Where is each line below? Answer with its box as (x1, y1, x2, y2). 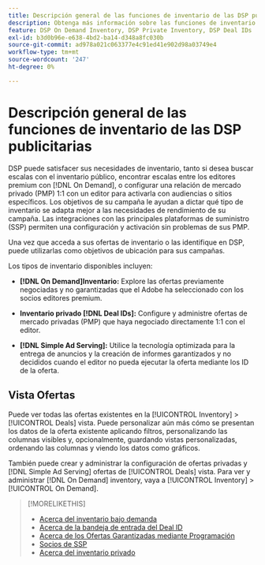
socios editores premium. (19, 293, 103, 302)
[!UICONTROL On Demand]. (8, 483, 99, 493)
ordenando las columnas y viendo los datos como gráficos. (8, 443, 201, 452)
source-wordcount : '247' (8, 56, 90, 64)
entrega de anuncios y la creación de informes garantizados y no (19, 349, 231, 358)
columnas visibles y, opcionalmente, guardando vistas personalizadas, (8, 435, 238, 444)
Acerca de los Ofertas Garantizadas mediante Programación (39, 530, 235, 541)
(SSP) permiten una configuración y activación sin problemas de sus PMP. (8, 222, 250, 231)
